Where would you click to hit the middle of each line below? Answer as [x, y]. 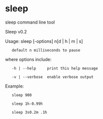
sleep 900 [22, 95]
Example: [15, 86]
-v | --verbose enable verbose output [52, 77]
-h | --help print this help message [55, 68]
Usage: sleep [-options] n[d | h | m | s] [44, 41]
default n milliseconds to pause [46, 50]
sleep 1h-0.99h [27, 104]
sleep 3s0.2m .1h [30, 112]
